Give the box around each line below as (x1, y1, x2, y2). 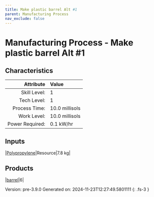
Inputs (5, 137, 25, 146)
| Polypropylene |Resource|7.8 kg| (5, 150, 71, 156)
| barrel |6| (5, 177, 24, 182)
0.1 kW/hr (50, 121, 73, 128)
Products (5, 164, 34, 172)
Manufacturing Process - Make (5, 37, 134, 48)
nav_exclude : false (5, 16, 45, 21)
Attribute (24, 81, 45, 88)
